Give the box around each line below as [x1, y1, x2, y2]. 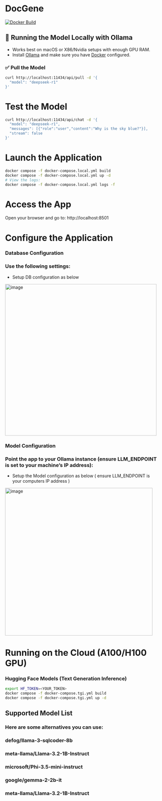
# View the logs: [5, 178, 41, 183]
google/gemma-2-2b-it [5, 777, 62, 784]
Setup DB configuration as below [12, 274, 80, 280]
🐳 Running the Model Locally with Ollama [5, 33, 133, 42]
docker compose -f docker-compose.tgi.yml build [5, 691, 107, 696]
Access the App [5, 199, 72, 210]
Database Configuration [5, 249, 64, 256]
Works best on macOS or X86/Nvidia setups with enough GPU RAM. [12, 46, 151, 52]
